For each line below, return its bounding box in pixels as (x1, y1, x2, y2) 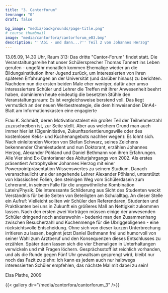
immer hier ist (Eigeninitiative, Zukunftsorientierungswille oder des (5, 128, 142, 134)
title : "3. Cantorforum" (5, 7, 57, 13)
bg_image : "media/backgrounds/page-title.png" (5, 26, 105, 31)
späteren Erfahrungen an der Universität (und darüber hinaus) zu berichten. (5, 75, 162, 81)
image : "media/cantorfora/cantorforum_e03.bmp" (5, 35, 107, 40)
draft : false (5, 17, 33, 22)
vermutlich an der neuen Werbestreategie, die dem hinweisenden (5, 102, 141, 108)
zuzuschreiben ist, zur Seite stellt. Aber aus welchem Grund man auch (5, 122, 151, 129)
